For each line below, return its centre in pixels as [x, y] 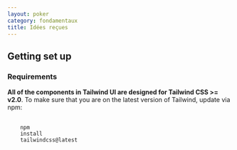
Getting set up [39, 56]
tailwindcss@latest [49, 140]
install [31, 134]
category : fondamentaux [43, 21]
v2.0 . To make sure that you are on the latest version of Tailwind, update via [119, 100]
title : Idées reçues [38, 27]
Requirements [32, 76]
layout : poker [28, 14]
